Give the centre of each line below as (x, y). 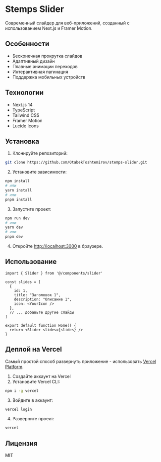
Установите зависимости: (39, 172)
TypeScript (24, 110)
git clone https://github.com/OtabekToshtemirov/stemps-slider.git (76, 163)
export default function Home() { (41, 325)
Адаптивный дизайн (33, 61)
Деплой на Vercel (33, 349)
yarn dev (14, 227)
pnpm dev (14, 237)
